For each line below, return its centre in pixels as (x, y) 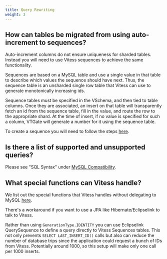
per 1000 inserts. (22, 251)
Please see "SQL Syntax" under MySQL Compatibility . (61, 167)
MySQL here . (19, 200)
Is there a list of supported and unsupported (75, 147)
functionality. (19, 65)
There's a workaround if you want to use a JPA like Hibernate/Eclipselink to (82, 209)
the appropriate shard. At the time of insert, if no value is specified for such (82, 116)
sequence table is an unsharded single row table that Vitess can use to (78, 85)
